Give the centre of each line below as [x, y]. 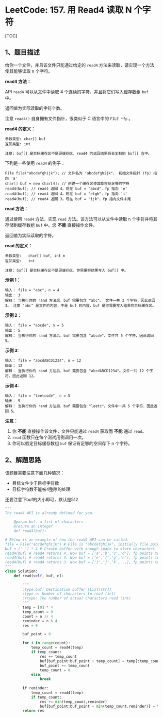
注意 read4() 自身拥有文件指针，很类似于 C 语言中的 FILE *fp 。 [69, 118]
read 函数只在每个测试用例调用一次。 [49, 437]
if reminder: [36, 688]
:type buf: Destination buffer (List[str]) [67, 589]
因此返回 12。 [24, 376]
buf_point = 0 [37, 634]
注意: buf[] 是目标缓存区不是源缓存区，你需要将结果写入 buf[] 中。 [66, 270]
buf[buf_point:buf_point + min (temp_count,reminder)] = [97, 706]
